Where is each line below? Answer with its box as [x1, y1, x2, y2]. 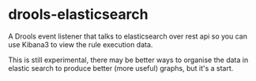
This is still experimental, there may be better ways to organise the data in [8, 55, 249, 64]
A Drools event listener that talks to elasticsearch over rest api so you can [8, 31, 247, 41]
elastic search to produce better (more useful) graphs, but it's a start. [8, 63, 234, 72]
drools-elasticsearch [8, 6, 149, 24]
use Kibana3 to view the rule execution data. [8, 39, 153, 49]
